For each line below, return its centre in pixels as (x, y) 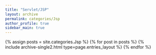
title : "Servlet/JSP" (27, 10)
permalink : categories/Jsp (33, 19)
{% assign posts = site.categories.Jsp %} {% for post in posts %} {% (75, 42)
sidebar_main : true (25, 28)
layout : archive (22, 14)
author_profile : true (27, 23)
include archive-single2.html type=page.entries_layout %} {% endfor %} (78, 47)
